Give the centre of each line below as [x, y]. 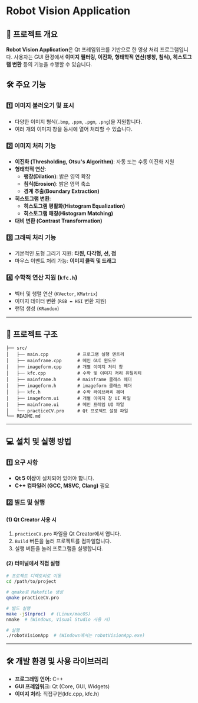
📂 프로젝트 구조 [32, 334]
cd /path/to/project [32, 582]
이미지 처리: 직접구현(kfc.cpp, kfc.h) [57, 694]
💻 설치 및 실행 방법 [39, 441]
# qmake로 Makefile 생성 [35, 592]
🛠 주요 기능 [26, 85]
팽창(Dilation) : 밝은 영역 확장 [57, 176]
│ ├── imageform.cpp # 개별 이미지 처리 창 [65, 367]
